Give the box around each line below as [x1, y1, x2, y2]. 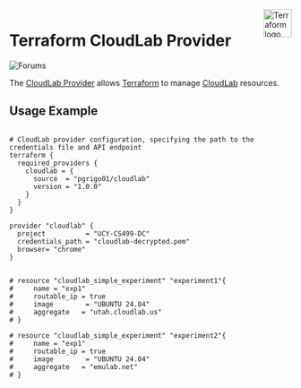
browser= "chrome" [17, 245, 87, 254]
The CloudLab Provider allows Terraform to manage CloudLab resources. [9, 77, 279, 88]
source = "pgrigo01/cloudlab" [32, 174, 150, 183]
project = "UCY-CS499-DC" [17, 228, 150, 238]
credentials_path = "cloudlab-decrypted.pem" [17, 237, 191, 246]
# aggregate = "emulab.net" [9, 362, 139, 371]
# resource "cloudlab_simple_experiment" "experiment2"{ [9, 331, 227, 340]
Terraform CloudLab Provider [9, 30, 232, 51]
